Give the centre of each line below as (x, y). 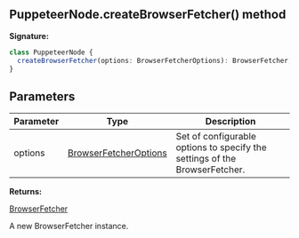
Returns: (26, 192)
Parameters (42, 96)
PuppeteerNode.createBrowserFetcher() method (148, 15)
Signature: (29, 36)
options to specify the (221, 147)
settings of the (206, 159)
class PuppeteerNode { (51, 52)
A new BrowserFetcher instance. (69, 226)
